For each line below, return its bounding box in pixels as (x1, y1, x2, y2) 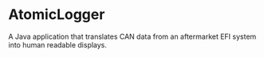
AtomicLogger (8, 6, 105, 24)
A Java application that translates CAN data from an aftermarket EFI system (8, 32, 257, 41)
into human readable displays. (8, 40, 108, 49)
